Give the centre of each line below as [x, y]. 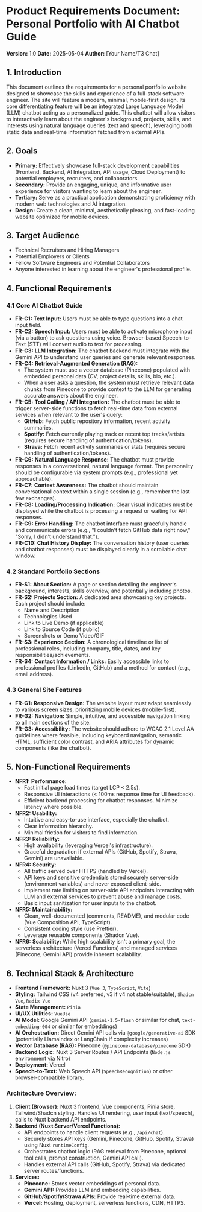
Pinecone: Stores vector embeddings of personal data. [92, 1183]
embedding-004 [32, 1027]
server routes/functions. [54, 1170]
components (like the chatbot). [53, 748]
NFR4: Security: [35, 865]
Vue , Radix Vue [33, 1001]
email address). [34, 674]
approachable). [34, 479]
